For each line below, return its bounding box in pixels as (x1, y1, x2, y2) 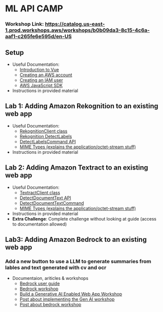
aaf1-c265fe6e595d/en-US (5, 33, 72, 40)
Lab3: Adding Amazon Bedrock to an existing (5, 235, 147, 244)
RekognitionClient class (19, 128, 68, 134)
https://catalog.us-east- (44, 21, 105, 28)
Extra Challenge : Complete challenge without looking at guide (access (12, 216, 157, 222)
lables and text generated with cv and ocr (5, 264, 107, 271)
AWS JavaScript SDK (19, 82, 63, 88)
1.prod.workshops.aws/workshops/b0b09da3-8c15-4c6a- (5, 27, 150, 34)
